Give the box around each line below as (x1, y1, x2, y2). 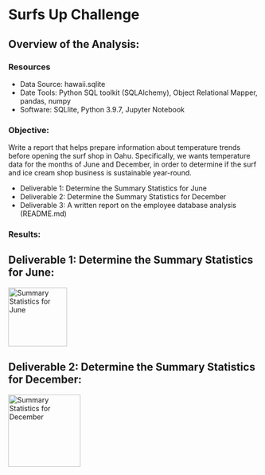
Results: (8, 229, 41, 240)
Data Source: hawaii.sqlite (19, 79, 106, 88)
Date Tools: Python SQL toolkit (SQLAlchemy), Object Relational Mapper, (19, 88, 258, 97)
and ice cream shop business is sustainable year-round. (8, 168, 193, 178)
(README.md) (19, 209, 68, 218)
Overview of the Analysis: (8, 37, 140, 51)
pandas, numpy (19, 96, 72, 105)
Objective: (8, 124, 49, 135)
